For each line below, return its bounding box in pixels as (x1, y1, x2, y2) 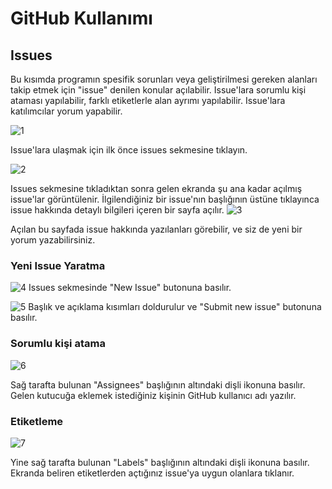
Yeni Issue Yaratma (10, 258, 106, 272)
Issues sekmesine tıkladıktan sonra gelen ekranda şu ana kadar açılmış (10, 183, 303, 194)
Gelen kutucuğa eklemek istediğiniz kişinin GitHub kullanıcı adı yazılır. (10, 389, 297, 401)
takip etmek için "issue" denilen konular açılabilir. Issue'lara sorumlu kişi (10, 84, 307, 96)
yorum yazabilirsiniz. (10, 234, 96, 246)
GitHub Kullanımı (10, 7, 153, 30)
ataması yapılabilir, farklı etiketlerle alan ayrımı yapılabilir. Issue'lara (10, 95, 286, 106)
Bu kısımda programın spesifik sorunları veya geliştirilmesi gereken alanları (10, 73, 318, 85)
